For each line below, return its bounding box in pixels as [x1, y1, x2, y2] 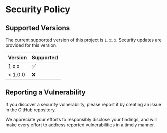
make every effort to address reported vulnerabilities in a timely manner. [5, 122, 155, 128]
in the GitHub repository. [5, 107, 57, 113]
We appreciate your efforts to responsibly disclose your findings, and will [5, 116, 157, 122]
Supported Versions [5, 24, 70, 32]
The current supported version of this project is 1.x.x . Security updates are [5, 37, 162, 43]
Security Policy [5, 4, 71, 15]
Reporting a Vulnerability [5, 88, 86, 97]
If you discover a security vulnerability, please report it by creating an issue [5, 101, 161, 107]
